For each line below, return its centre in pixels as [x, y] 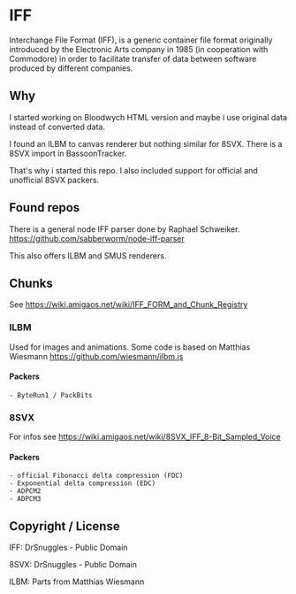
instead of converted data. [57, 127]
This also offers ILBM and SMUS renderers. [88, 255]
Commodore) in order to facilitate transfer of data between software [133, 58]
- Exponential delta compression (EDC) [83, 483]
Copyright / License [65, 526]
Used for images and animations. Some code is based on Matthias [130, 347]
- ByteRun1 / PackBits [51, 395]
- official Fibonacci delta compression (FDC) [96, 476]
